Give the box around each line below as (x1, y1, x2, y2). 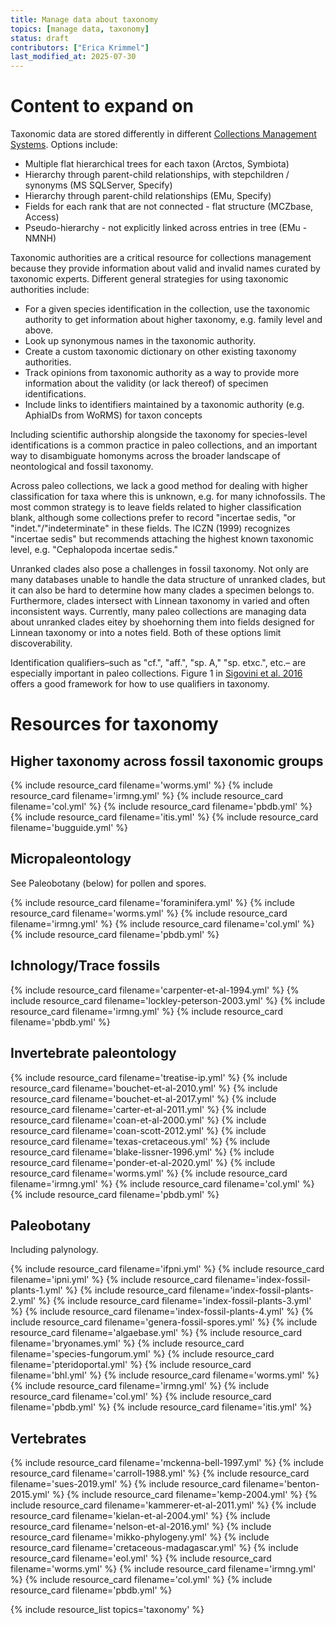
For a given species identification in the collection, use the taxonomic (24, 303, 311, 315)
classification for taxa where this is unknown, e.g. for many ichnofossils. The (10, 491, 326, 503)
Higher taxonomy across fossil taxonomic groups (10, 752, 324, 770)
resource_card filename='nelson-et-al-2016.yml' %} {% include (10, 1521, 272, 1533)
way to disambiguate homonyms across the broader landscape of (10, 450, 281, 462)
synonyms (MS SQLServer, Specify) (24, 179, 173, 191)
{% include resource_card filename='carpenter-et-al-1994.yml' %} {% (10, 984, 300, 996)
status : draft (10, 33, 70, 43)
